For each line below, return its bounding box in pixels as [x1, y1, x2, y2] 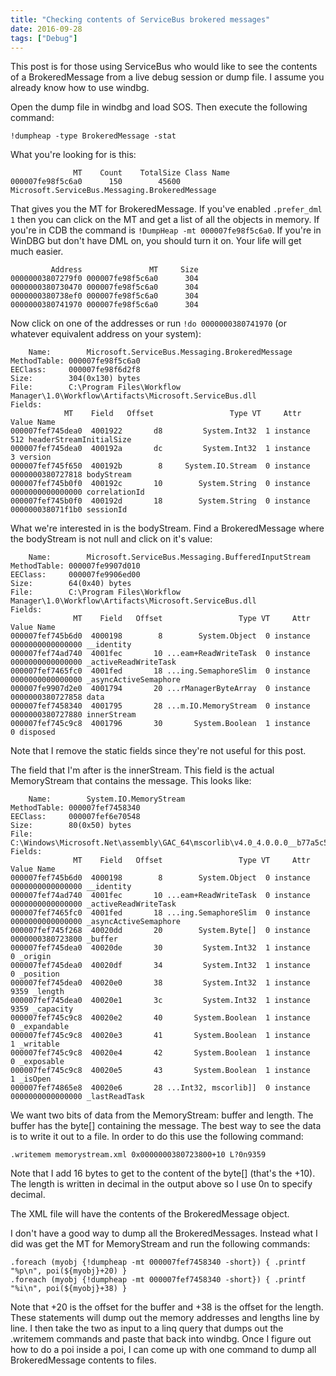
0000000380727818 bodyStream [10, 470, 132, 480]
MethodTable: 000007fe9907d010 [10, 561, 141, 571]
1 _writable [10, 1039, 60, 1050]
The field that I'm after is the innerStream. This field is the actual [10, 764, 275, 776]
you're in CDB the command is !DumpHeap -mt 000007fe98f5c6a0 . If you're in [10, 224, 322, 236]
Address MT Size [50, 265, 199, 275]
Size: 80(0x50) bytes [10, 821, 132, 831]
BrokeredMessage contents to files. [10, 1354, 157, 1366]
